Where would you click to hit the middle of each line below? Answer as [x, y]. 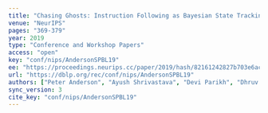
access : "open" [33, 53]
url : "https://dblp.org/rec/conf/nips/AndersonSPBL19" [101, 75]
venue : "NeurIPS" [37, 23]
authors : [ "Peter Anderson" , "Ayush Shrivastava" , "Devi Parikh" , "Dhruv [134, 82]
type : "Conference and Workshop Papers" [77, 45]
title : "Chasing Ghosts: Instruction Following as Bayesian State [121, 16]
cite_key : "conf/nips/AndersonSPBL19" [73, 97]
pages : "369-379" [37, 30]
